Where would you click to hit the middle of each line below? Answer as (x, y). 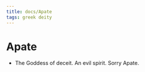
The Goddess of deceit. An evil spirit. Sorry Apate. (77, 63)
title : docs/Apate (29, 12)
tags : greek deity (29, 17)
